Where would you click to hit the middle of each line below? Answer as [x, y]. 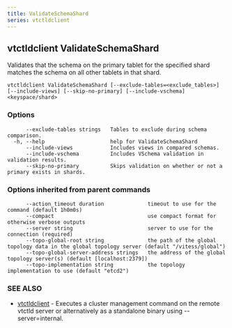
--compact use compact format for [121, 216]
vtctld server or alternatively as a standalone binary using [100, 311]
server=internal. [40, 318]
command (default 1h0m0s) [45, 210]
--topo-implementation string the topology [106, 265]
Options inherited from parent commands [79, 189]
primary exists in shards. [46, 172]
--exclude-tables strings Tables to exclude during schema [116, 130]
